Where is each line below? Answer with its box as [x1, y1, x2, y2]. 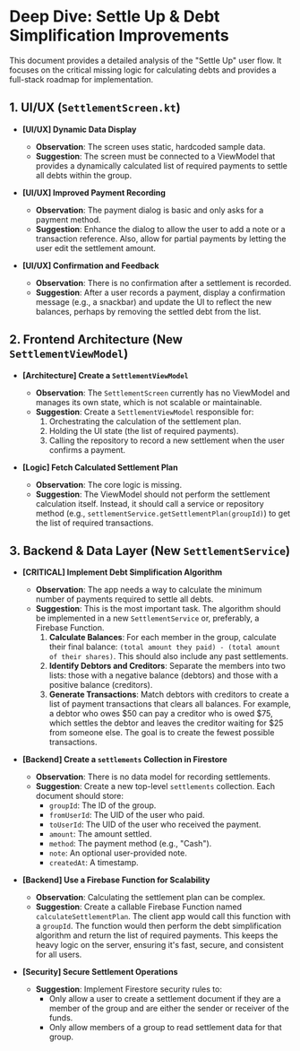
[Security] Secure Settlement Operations [21, 967, 178, 977]
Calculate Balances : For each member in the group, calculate [48, 632, 277, 643]
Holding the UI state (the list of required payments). [48, 425, 239, 436]
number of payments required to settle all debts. [35, 594, 214, 604]
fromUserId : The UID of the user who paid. [48, 810, 205, 821]
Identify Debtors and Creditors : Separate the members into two [48, 661, 287, 672]
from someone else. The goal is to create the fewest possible [48, 727, 275, 738]
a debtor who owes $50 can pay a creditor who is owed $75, [48, 708, 273, 719]
